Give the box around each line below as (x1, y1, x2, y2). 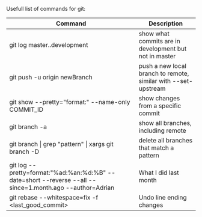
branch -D (9, 147, 40, 156)
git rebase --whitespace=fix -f (9, 194, 99, 201)
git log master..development (9, 41, 88, 49)
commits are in (138, 37, 180, 45)
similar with (138, 77, 171, 85)
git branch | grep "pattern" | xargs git (9, 140, 114, 148)
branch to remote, (138, 69, 189, 78)
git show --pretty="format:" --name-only (9, 98, 130, 106)
